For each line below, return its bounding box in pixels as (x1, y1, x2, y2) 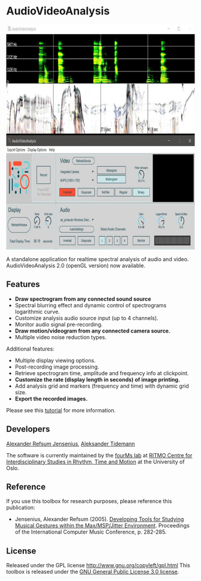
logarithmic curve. (14, 308, 60, 315)
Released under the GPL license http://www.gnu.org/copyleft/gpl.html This (6, 562, 190, 569)
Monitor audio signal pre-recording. (14, 321, 103, 328)
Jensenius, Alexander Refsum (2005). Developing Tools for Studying (14, 516, 184, 523)
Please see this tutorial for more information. (6, 406, 116, 414)
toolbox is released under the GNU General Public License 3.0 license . (6, 568, 179, 576)
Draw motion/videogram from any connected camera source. (14, 327, 170, 334)
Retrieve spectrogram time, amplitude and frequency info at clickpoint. (14, 369, 189, 376)
